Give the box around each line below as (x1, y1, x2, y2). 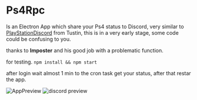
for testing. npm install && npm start (6, 58, 97, 65)
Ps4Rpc (6, 4, 45, 17)
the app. (6, 76, 26, 83)
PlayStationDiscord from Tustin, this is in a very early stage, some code (6, 29, 179, 36)
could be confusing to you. (6, 35, 72, 42)
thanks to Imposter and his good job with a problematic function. (6, 46, 163, 54)
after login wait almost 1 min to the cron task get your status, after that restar (6, 69, 191, 76)
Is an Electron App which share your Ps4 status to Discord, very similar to (6, 23, 184, 30)
